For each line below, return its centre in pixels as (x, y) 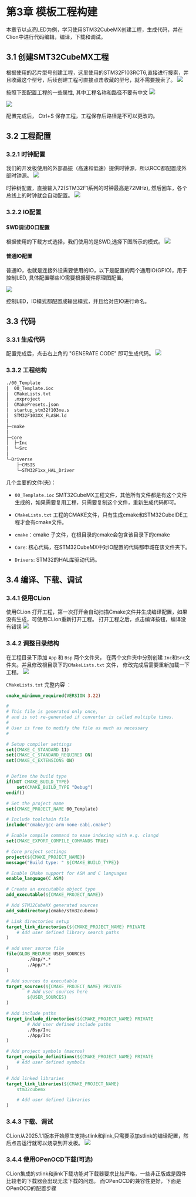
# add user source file (35, 948)
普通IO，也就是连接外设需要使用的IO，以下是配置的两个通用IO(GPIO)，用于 (97, 270)
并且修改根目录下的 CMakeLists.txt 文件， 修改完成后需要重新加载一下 (106, 665)
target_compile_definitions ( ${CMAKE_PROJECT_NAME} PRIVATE (80, 1057)
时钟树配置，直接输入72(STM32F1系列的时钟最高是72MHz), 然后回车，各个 (97, 188)
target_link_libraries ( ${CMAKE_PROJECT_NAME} (62, 1084)
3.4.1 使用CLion (28, 598)
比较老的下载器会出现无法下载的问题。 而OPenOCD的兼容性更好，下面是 (94, 1181)
